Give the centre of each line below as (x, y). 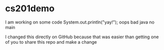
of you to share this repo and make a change (51, 42)
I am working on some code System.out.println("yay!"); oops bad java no (80, 22)
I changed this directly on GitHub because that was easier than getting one (82, 37)
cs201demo (30, 9)
